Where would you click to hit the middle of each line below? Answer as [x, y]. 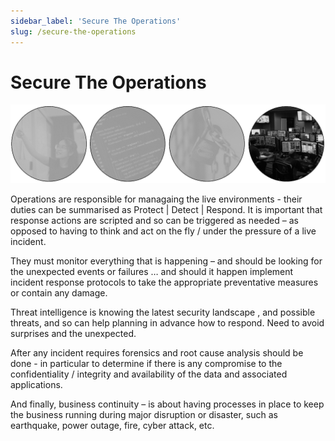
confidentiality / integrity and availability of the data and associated [149, 374]
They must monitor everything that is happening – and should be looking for [166, 261]
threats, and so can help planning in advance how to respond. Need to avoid [167, 323]
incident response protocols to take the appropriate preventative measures [164, 282]
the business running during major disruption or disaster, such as [144, 415]
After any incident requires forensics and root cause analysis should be [157, 353]
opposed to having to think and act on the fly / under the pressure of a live [163, 231]
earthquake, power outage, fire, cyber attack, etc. [112, 426]
